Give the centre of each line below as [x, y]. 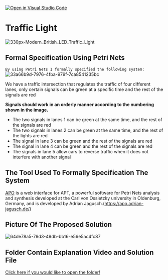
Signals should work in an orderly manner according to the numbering [80, 104]
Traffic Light [31, 28]
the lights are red [30, 135]
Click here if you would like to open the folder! [53, 272]
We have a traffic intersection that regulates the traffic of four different [78, 84]
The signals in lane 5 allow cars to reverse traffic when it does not [80, 151]
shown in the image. [27, 110]
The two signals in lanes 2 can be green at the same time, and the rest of [88, 130]
